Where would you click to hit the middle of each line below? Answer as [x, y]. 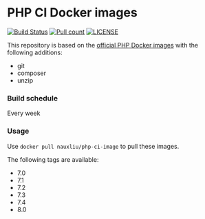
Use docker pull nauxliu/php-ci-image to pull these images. [93, 146]
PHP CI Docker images [72, 13]
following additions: [35, 52]
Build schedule [33, 98]
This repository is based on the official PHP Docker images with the [102, 45]
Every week [24, 113]
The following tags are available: [53, 159]
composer [32, 73]
